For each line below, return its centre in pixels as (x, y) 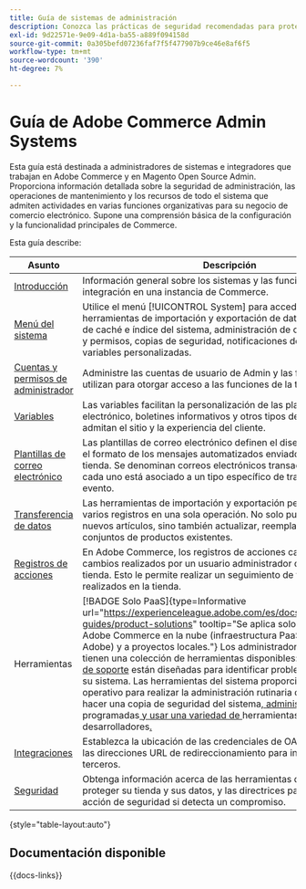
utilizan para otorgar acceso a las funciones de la (188, 384)
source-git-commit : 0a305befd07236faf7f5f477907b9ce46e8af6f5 (130, 43)
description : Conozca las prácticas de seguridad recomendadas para (142, 26)
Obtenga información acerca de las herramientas (187, 779)
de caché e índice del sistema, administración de (187, 329)
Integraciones (43, 752)
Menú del (34, 323)
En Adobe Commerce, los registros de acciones (184, 551)
